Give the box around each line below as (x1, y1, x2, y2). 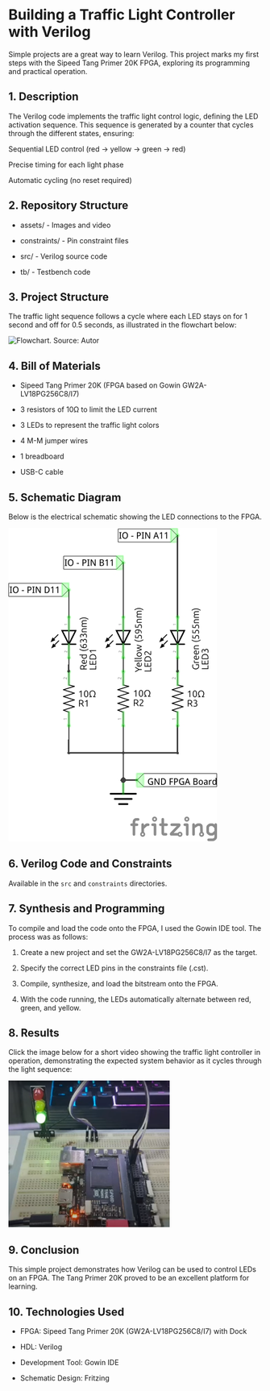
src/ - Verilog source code (19, 251, 108, 261)
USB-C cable (19, 467, 64, 477)
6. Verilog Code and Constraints (8, 857, 172, 871)
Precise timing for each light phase (8, 160, 124, 169)
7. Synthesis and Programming (8, 902, 165, 916)
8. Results (8, 1026, 60, 1040)
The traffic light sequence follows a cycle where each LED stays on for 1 (8, 312, 248, 322)
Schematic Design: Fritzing (19, 1373, 110, 1383)
